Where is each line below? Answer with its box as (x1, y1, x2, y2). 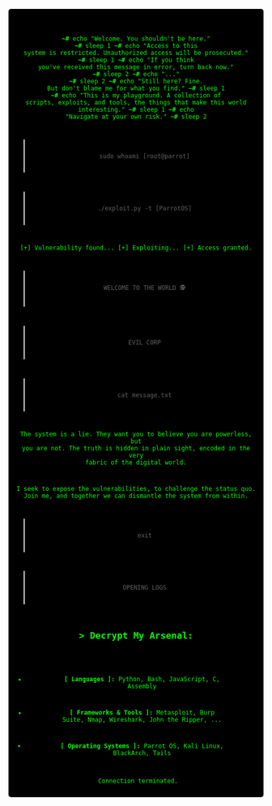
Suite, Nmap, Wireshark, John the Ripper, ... (62, 715, 223, 723)
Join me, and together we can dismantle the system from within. (23, 492, 249, 501)
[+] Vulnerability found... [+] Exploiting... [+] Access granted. (19, 244, 253, 252)
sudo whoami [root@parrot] (99, 151, 190, 160)
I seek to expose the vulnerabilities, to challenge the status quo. (15, 485, 257, 493)
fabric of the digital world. (84, 458, 188, 467)
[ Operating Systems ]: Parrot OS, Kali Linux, (60, 742, 224, 750)
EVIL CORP (128, 339, 162, 347)
